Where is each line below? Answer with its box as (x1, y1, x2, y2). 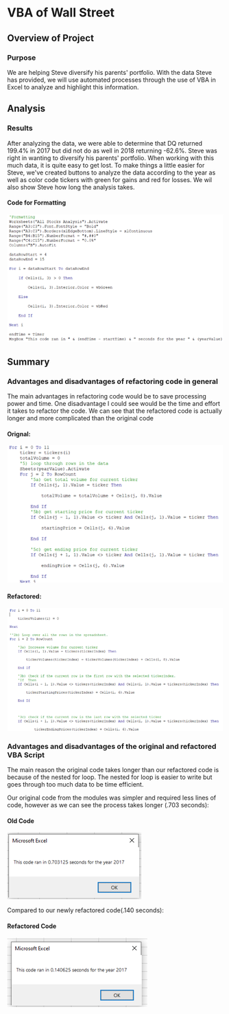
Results (7, 124, 33, 133)
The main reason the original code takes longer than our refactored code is (7, 766, 219, 774)
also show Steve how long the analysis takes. (7, 183, 135, 191)
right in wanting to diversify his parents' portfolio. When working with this (7, 153, 215, 162)
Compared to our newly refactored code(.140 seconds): (7, 906, 165, 914)
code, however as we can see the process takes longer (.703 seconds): (7, 801, 209, 809)
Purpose (7, 53, 36, 63)
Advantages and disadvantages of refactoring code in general (7, 376, 218, 386)
